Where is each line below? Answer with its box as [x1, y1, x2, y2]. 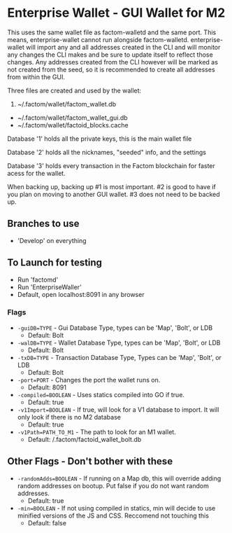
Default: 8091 [27, 383, 66, 392]
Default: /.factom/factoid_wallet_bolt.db [27, 435, 142, 443]
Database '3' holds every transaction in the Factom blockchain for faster [7, 161, 215, 169]
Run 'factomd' [17, 275, 59, 284]
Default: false [27, 518, 66, 527]
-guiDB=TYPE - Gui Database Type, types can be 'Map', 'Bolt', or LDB [17, 324, 213, 332]
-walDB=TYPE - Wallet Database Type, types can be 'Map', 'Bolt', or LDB [17, 338, 222, 347]
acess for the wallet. [7, 169, 66, 177]
